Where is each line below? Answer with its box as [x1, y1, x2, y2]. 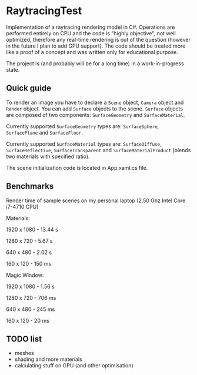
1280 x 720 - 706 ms [6, 294, 56, 301]
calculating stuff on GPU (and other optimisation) [14, 362, 133, 369]
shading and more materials [14, 356, 82, 363]
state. [6, 66, 20, 73]
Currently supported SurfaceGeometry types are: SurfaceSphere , [6, 122, 159, 130]
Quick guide [6, 83, 52, 93]
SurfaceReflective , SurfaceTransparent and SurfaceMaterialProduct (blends [6, 146, 191, 153]
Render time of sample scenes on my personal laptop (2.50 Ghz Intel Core [6, 197, 186, 204]
